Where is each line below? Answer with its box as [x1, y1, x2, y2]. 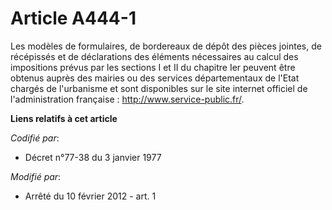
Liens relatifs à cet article [10, 112, 118, 124]
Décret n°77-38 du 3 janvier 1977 [24, 151, 162, 163]
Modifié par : [10, 170, 62, 182]
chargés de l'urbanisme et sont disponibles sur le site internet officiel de [10, 82, 308, 94]
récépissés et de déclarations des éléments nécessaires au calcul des [10, 50, 299, 62]
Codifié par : [10, 132, 60, 144]
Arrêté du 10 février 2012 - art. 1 [24, 190, 157, 202]
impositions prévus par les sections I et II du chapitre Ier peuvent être [10, 61, 296, 73]
